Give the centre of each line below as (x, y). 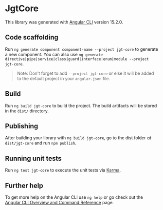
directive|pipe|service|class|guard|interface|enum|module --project (77, 59)
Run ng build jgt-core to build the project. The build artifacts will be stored (81, 105)
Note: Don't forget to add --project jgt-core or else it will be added (85, 73)
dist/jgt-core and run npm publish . (41, 143)
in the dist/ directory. (27, 111)
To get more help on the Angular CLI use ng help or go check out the (74, 197)
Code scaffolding (32, 37)
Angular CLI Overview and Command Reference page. (59, 202)
